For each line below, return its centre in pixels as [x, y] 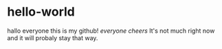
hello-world [41, 12]
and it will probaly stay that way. [53, 37]
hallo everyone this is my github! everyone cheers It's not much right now [111, 31]
